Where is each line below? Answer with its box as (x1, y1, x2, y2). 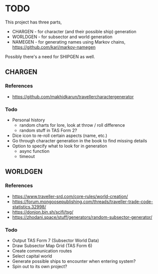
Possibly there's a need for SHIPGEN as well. (5, 53, 95, 59)
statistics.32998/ (12, 204, 46, 209)
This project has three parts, (5, 19, 62, 25)
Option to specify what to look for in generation (12, 143, 107, 149)
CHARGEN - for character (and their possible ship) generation (12, 28, 137, 34)
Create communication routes (12, 248, 72, 253)
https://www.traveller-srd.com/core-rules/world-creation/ (12, 193, 128, 199)
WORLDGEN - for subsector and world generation (12, 34, 113, 40)
